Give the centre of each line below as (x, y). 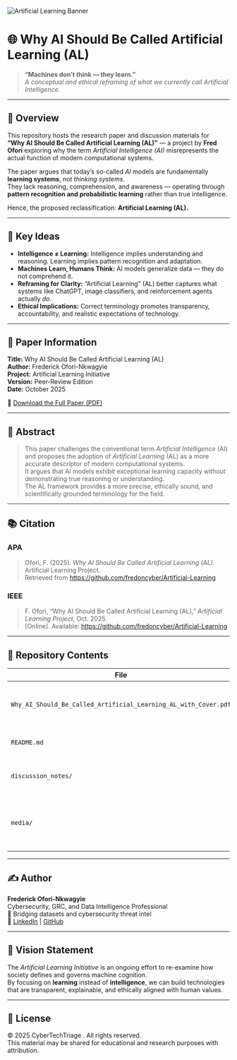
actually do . (35, 298)
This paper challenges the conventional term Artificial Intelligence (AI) (126, 449)
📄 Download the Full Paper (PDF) (55, 403)
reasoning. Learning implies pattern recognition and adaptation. (110, 261)
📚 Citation (31, 524)
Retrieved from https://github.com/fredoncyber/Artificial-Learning (120, 577)
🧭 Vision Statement (50, 950)
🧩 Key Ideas (34, 237)
